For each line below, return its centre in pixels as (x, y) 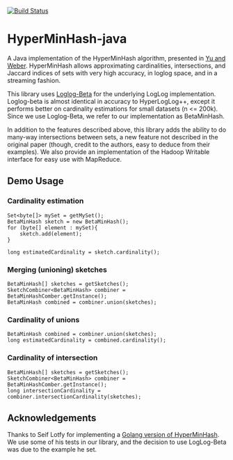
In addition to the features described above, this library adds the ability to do (117, 130)
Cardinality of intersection (53, 358)
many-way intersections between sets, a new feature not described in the (113, 137)
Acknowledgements (52, 418)
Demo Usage (35, 181)
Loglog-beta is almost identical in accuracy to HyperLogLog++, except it (111, 101)
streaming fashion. (34, 80)
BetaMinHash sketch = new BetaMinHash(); (68, 222)
